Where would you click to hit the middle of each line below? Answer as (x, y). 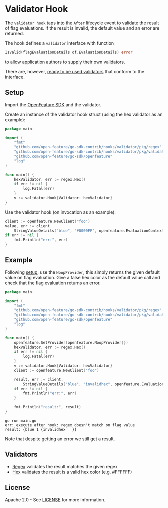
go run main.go (21, 421)
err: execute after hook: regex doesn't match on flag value (70, 425)
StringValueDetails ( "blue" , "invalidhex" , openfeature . (82, 384)
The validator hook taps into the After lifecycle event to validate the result (82, 23)
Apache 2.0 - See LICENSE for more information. (55, 500)
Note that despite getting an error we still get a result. (60, 439)
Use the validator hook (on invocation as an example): (61, 212)
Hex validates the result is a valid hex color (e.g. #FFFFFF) (72, 472)
